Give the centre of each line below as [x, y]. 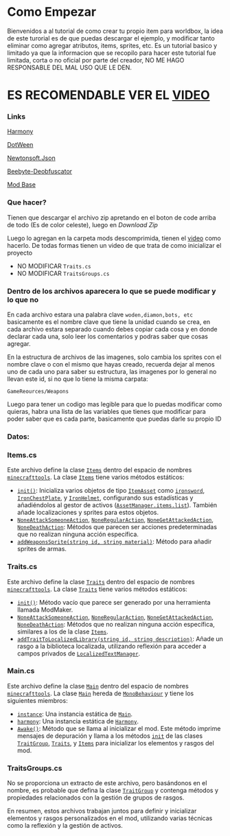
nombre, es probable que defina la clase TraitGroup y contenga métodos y [113, 791]
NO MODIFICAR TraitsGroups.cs [63, 273]
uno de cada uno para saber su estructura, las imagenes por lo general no [112, 372]
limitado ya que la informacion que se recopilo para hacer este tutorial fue [112, 53]
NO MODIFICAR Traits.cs [54, 266]
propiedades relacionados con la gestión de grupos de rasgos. [96, 798]
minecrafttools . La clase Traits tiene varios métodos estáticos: [97, 589]
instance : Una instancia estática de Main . [74, 714]
